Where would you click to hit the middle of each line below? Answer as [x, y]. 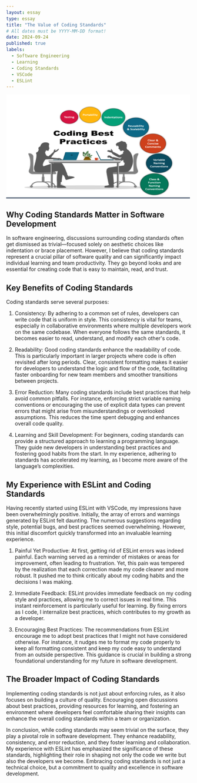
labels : [16, 50]
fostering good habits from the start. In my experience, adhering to [95, 454]
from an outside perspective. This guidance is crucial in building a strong [103, 654]
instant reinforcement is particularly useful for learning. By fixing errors [101, 605]
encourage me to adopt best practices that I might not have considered [101, 635]
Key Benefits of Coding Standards [70, 288]
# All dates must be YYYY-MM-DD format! [56, 31]
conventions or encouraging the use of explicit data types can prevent [100, 405]
